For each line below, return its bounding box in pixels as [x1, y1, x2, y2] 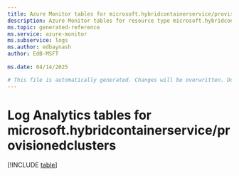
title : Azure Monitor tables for [7, 10, 107, 18]
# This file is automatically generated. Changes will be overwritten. [7, 76, 224, 83]
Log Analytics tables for [7, 107, 152, 123]
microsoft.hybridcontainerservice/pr [7, 122, 230, 138]
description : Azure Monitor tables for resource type [7, 17, 171, 24]
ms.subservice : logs [7, 37, 69, 44]
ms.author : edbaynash [7, 43, 72, 51]
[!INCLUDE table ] [7, 161, 58, 170]
